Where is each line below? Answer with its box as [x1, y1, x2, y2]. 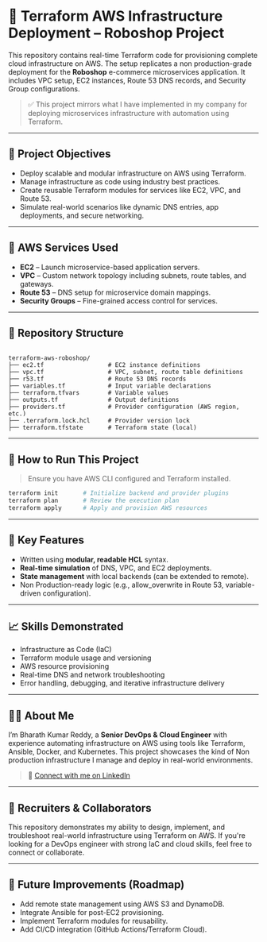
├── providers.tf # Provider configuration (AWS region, [8, 403, 240, 411]
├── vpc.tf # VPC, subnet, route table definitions [8, 369, 244, 376]
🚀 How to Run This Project [8, 453, 139, 466]
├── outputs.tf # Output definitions [8, 396, 180, 404]
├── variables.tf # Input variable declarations [8, 382, 212, 390]
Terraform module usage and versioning [19, 653, 152, 662]
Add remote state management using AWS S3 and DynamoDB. [19, 899, 225, 909]
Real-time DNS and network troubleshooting [19, 670, 165, 680]
